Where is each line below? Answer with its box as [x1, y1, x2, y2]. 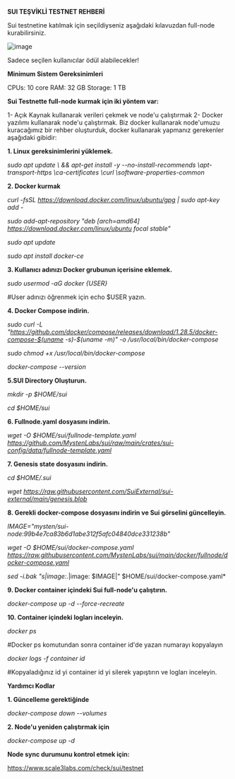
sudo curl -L [7, 320, 44, 329]
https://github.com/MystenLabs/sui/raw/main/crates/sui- [7, 439, 174, 447]
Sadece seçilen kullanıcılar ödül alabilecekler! [7, 56, 140, 64]
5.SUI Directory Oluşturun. [7, 376, 87, 385]
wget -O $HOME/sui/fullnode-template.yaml [7, 431, 136, 439]
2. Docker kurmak [7, 182, 61, 190]
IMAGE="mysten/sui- [7, 522, 69, 530]
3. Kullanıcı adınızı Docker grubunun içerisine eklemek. [7, 266, 173, 274]
